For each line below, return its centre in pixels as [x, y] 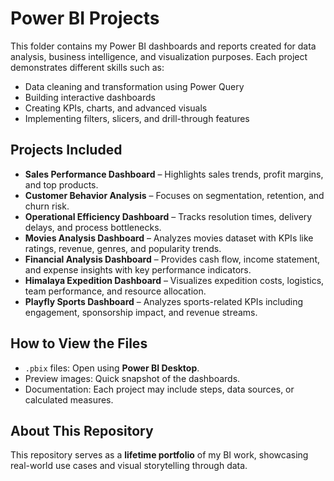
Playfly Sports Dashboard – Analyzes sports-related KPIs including [164, 301]
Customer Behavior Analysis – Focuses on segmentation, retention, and [174, 195]
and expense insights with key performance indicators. [138, 269]
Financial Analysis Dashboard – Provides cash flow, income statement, [172, 259]
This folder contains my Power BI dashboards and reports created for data [163, 46]
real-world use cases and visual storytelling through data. [129, 466]
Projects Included [66, 150]
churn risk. [47, 206]
